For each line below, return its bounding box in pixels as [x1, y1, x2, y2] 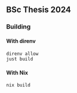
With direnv [6, 37, 36, 44]
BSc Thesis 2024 [6, 5, 72, 15]
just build [6, 56, 33, 62]
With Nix [6, 69, 29, 76]
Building [6, 23, 31, 31]
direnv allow [6, 51, 39, 57]
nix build [6, 82, 31, 88]
